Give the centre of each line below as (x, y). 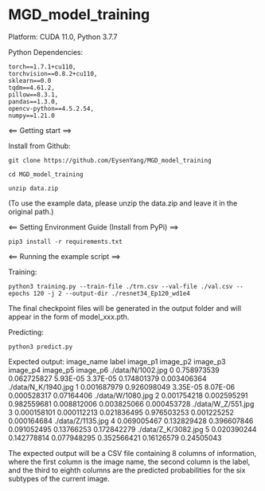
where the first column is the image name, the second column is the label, (129, 462)
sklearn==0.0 (30, 81)
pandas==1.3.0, (33, 101)
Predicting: (26, 332)
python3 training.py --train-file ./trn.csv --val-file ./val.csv (121, 286)
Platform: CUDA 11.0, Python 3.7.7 (63, 37)
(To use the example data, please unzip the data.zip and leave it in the (123, 203)
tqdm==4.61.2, (32, 88)
